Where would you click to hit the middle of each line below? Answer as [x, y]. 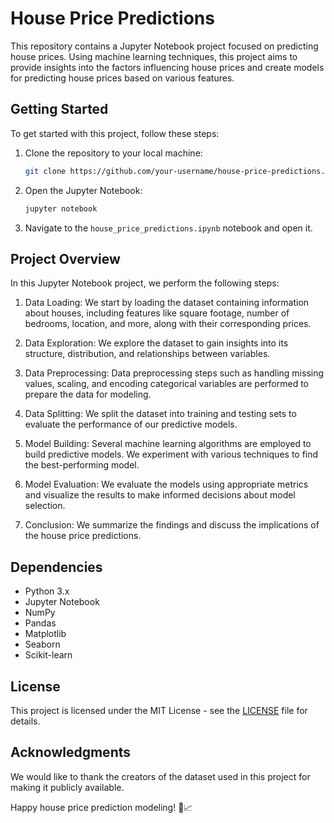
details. [25, 721]
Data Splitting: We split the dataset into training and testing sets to [160, 414]
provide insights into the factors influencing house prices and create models [167, 67]
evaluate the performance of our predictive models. [131, 424]
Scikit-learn [48, 655]
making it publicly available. [67, 787]
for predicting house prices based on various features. [122, 78]
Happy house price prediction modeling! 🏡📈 [101, 807]
